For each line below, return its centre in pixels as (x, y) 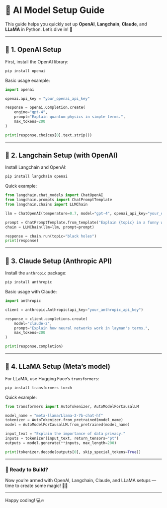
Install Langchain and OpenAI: (36, 167)
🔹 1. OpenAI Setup (33, 50)
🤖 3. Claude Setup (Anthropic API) (59, 261)
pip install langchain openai (37, 177)
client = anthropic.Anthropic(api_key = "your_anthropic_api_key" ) (74, 310)
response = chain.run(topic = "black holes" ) (51, 236)
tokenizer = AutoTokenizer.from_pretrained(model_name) (64, 420)
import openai (20, 89)
